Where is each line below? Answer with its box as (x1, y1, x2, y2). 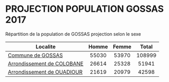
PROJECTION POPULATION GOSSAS (5, 3, 164, 15)
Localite (35, 43, 56, 50)
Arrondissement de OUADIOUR (8, 68, 83, 75)
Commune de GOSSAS (8, 52, 63, 59)
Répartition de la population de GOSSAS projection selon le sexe (5, 31, 141, 37)
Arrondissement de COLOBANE (8, 60, 83, 67)
